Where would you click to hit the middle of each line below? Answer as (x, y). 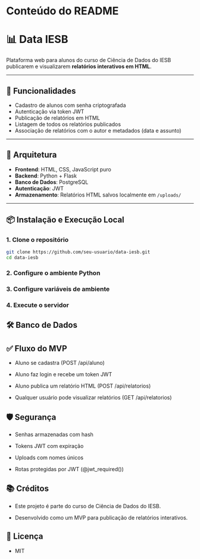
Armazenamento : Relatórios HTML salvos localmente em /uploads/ (98, 195)
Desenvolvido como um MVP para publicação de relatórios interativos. (101, 517)
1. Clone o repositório (37, 240)
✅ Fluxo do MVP (37, 348)
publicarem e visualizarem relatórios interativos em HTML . (79, 66)
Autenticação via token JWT (49, 111)
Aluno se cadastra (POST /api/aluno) (60, 363)
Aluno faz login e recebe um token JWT (63, 374)
